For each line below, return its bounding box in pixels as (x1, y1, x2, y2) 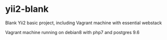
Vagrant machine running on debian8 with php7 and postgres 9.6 (5, 29, 139, 35)
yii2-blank (5, 3, 49, 15)
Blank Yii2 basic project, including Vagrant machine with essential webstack (5, 20, 162, 26)
